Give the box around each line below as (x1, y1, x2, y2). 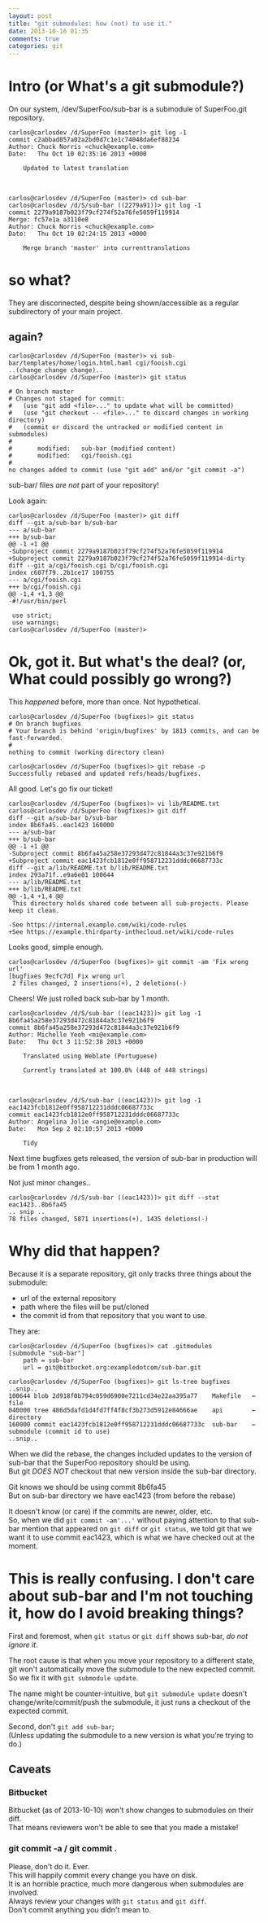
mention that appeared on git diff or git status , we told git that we (21, 1523, 253, 1533)
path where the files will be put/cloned (19, 1302, 149, 1312)
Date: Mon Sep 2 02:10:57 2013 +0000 (8, 1124, 144, 1132)
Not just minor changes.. (8, 1177, 91, 1187)
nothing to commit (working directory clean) (8, 748, 165, 756)
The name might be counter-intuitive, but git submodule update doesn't (8, 1689, 248, 1698)
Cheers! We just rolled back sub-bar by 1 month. (8, 993, 171, 1003)
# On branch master (8, 388, 75, 396)
